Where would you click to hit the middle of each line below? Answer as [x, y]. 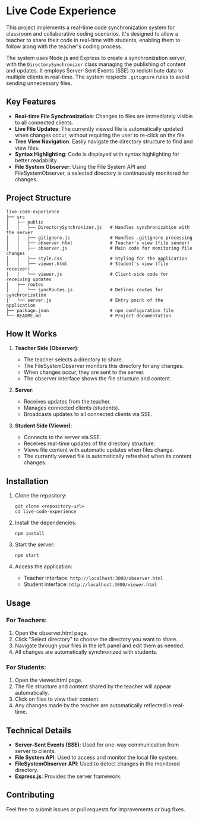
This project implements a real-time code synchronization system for [91, 27]
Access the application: [43, 566]
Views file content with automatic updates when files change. [99, 450]
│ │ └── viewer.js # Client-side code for [87, 274]
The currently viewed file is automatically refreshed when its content [108, 456]
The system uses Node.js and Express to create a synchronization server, [96, 58]
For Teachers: [27, 620]
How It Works [32, 334]
